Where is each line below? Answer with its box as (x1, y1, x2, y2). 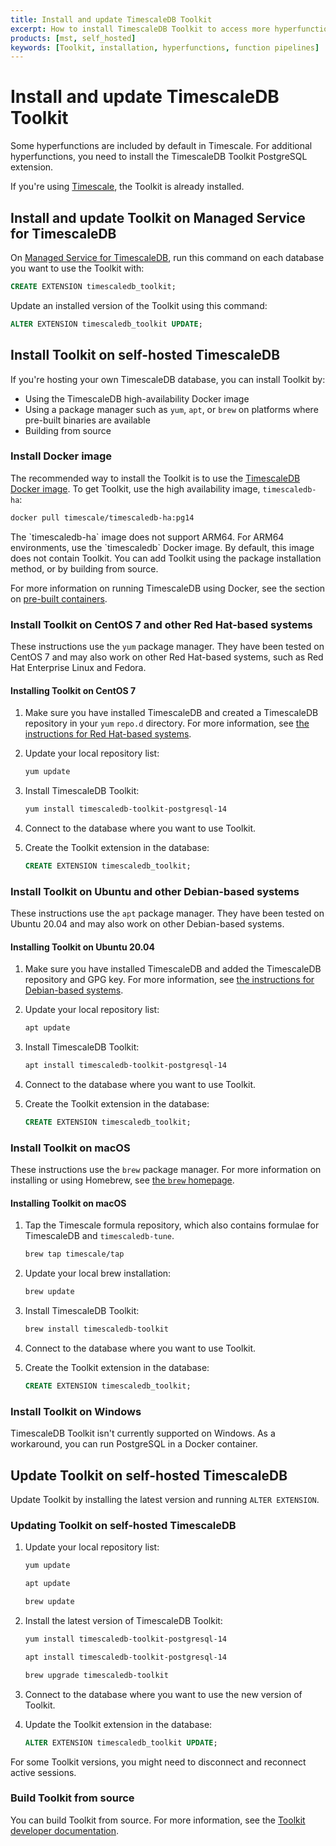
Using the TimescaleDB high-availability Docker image (24, 392, 250, 405)
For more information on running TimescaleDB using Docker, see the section (10, 582, 326, 594)
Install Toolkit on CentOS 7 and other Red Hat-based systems (10, 617, 313, 631)
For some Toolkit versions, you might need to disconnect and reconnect (10, 1756, 307, 1768)
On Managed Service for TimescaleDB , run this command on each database (10, 252, 325, 263)
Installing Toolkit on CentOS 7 (10, 684, 137, 696)
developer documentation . (10, 1824, 120, 1836)
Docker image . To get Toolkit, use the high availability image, (10, 482, 261, 495)
